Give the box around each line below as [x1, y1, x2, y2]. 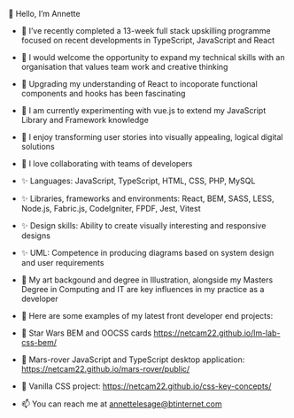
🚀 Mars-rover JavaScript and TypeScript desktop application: [20, 354, 245, 365]
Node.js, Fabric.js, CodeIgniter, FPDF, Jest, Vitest [20, 204, 201, 213]
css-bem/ [20, 337, 58, 347]
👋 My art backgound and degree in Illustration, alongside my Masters [20, 275, 274, 285]
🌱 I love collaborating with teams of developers [20, 159, 193, 168]
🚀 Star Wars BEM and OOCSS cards [20, 328, 152, 338]
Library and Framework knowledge [20, 115, 150, 125]
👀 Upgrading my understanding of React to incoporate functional [20, 79, 258, 89]
